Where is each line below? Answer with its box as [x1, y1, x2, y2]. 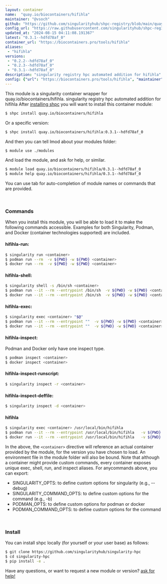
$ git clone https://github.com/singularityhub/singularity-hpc [5, 550, 141, 555]
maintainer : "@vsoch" [5, 16, 50, 21]
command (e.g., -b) [12, 496, 53, 502]
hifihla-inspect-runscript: [5, 371, 60, 377]
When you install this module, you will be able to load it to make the [5, 219, 143, 225]
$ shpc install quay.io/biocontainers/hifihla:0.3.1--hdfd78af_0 [5, 129, 143, 135]
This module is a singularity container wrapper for [5, 90, 107, 96]
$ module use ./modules [5, 148, 55, 153]
